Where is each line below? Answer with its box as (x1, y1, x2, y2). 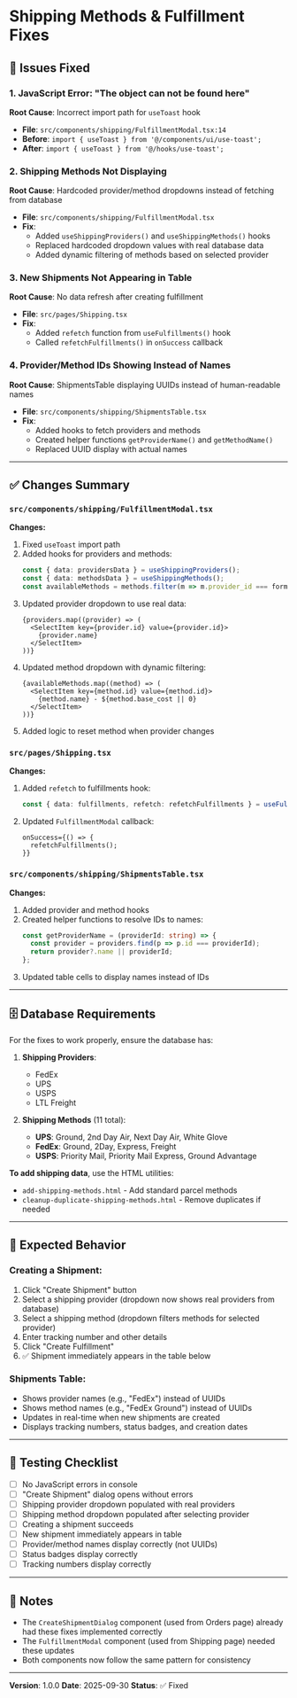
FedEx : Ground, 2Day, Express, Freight (34, 1141, 177, 1151)
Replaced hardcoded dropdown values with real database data (34, 240, 264, 251)
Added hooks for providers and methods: (21, 549, 172, 559)
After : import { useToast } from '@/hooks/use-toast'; (21, 143, 225, 153)
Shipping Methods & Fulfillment (9, 6, 245, 27)
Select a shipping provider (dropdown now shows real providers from (21, 1294, 276, 1305)
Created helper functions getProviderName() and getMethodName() (34, 434, 274, 445)
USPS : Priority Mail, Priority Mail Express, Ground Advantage (34, 1150, 257, 1161)
